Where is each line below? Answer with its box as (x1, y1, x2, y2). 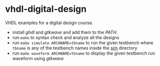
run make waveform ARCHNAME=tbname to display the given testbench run (12, 50, 156, 56)
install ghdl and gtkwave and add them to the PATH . (12, 29, 118, 35)
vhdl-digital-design (5, 3, 87, 15)
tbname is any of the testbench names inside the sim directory (12, 45, 137, 51)
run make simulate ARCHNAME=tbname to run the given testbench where (12, 39, 154, 45)
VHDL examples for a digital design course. (5, 20, 93, 26)
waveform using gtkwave (12, 55, 64, 61)
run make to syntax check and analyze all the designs (12, 34, 120, 40)
